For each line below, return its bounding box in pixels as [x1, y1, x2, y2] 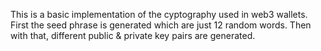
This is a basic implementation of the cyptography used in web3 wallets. [10, 9, 308, 20]
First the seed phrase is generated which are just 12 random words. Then [10, 19, 312, 31]
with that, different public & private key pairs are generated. [10, 30, 256, 41]
